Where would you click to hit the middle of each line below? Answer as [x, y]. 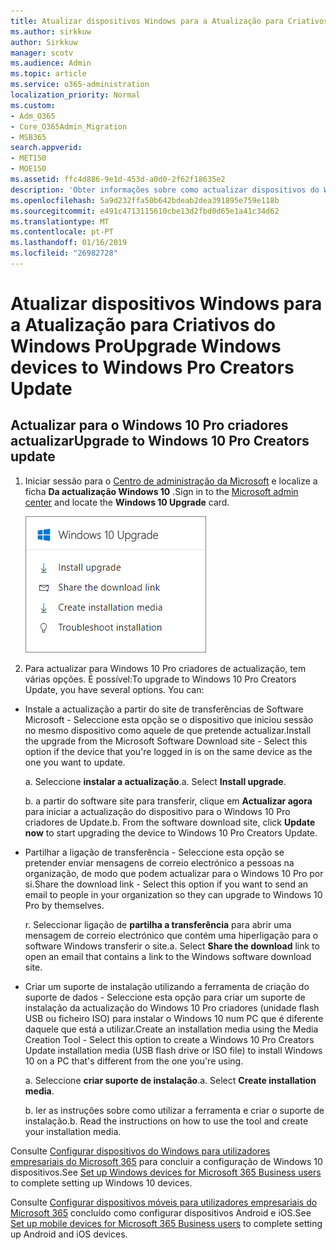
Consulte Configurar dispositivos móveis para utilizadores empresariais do [164, 1202]
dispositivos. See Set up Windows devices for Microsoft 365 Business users [166, 1172]
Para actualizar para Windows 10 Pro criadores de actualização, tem [165, 668]
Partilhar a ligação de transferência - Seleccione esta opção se [154, 852]
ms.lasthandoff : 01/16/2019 [69, 243]
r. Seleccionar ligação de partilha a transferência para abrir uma [158, 924]
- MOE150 [28, 169]
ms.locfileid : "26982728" [64, 253]
